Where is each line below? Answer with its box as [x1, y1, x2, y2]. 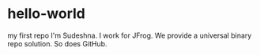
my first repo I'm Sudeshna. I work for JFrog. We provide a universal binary [7, 31, 252, 40]
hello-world [7, 5, 86, 23]
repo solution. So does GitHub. [7, 38, 107, 48]
